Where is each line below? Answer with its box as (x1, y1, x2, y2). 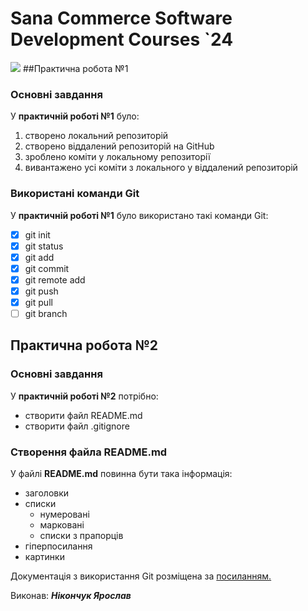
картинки (24, 551, 65, 563)
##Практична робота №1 (22, 62, 129, 74)
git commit (24, 262, 70, 274)
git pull (24, 296, 53, 308)
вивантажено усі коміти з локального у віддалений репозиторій (24, 162, 298, 174)
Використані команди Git (10, 187, 140, 201)
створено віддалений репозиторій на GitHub (24, 140, 215, 152)
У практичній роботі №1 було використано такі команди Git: (10, 209, 269, 221)
